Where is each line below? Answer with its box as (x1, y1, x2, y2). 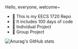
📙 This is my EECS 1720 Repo (12, 14, 72, 19)
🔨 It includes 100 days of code (12, 19, 73, 24)
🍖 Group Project (12, 29, 45, 34)
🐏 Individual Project (12, 24, 51, 30)
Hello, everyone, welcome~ (5, 4, 60, 10)
